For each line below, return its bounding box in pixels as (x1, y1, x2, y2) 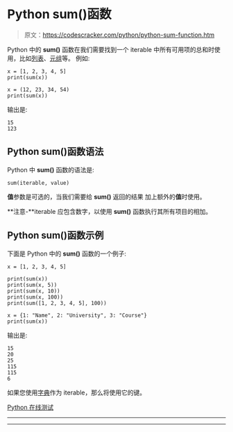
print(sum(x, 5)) (7, 281, 58, 288)
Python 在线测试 (7, 403, 54, 411)
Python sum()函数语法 (7, 146, 104, 158)
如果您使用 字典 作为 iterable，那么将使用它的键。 (7, 388, 146, 397)
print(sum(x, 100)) (7, 293, 64, 301)
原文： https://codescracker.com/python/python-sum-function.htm (24, 31, 215, 39)
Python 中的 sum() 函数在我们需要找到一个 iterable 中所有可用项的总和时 (7, 45, 215, 53)
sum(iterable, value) (7, 179, 70, 186)
